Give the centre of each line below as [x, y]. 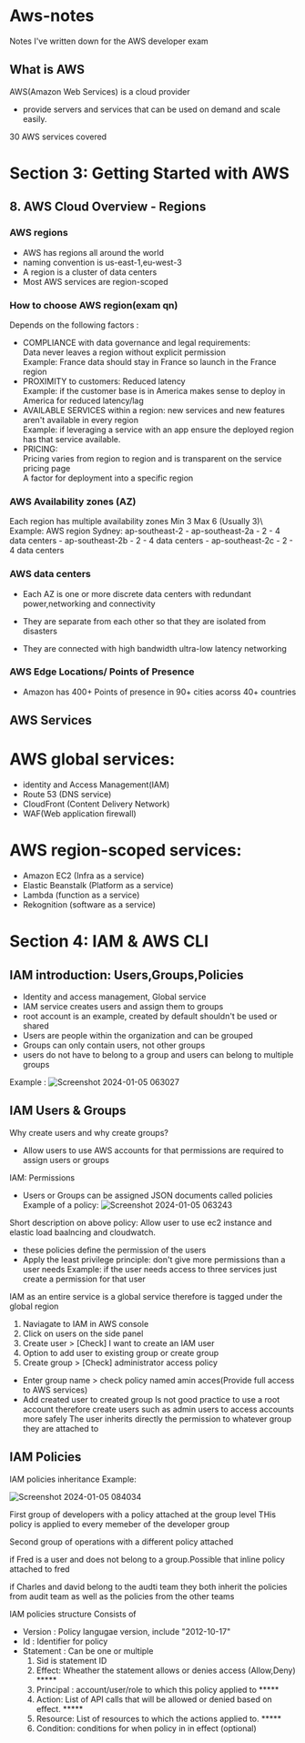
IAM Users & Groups [68, 1111]
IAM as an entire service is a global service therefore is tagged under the [146, 1296]
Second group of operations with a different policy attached [122, 1541]
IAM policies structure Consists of [73, 1614]
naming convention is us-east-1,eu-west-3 [102, 262]
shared [36, 1026]
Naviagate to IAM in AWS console [86, 1323]
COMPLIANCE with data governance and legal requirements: [136, 342]
